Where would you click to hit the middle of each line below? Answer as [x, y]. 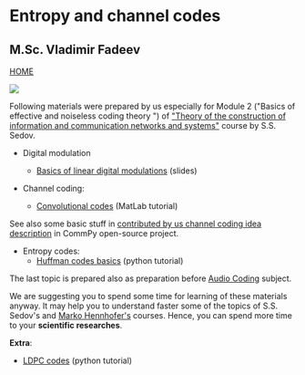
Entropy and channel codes [115, 16]
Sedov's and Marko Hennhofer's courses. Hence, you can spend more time [151, 315]
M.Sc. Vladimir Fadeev [75, 50]
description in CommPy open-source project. [94, 233]
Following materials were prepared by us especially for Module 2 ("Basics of [152, 106]
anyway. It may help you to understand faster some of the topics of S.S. [144, 306]
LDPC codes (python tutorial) [77, 360]
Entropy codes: [51, 251]
